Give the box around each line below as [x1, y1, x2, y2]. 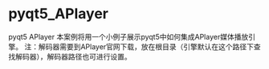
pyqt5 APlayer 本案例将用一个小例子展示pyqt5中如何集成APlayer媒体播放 [8, 32, 249, 41]
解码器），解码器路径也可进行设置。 [14, 52, 132, 61]
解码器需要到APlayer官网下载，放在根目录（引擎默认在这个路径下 [38, 41, 255, 52]
